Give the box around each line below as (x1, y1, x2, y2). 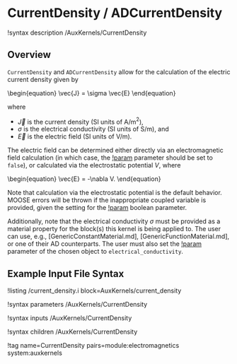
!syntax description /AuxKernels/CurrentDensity (7, 28, 147, 37)
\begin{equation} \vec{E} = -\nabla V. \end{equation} (7, 175, 161, 183)
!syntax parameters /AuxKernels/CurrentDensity (7, 300, 148, 309)
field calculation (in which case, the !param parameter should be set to (7, 153, 214, 162)
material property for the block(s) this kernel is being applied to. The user (7, 225, 221, 233)
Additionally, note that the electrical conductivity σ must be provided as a (7, 217, 221, 225)
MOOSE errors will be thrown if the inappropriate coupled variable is (7, 196, 207, 204)
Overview (7, 49, 52, 61)
